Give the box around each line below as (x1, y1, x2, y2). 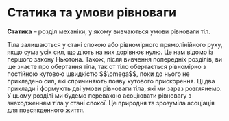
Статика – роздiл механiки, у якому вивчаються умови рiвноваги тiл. (7, 27, 210, 36)
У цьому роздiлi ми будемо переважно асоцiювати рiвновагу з (7, 91, 192, 100)
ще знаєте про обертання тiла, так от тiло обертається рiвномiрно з (7, 62, 206, 70)
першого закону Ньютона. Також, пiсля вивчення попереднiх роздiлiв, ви (7, 55, 223, 63)
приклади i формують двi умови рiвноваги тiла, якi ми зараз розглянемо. (7, 84, 222, 92)
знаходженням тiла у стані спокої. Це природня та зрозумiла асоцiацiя (7, 98, 215, 107)
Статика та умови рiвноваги (7, 5, 177, 21)
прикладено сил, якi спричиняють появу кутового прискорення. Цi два (7, 77, 215, 85)
